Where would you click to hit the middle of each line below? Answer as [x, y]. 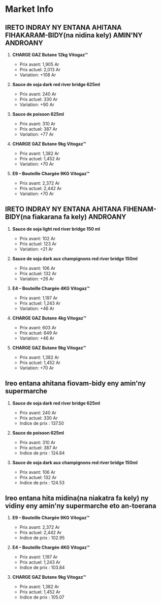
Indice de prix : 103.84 [42, 567]
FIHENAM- [140, 209]
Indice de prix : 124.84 [42, 453]
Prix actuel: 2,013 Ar [40, 70]
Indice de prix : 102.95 [42, 538]
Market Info [29, 9]
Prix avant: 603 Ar [38, 327]
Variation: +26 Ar [37, 279]
